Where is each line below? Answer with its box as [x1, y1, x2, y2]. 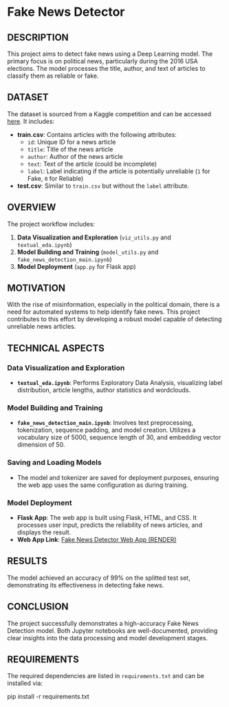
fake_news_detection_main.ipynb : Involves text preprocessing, [17, 419, 194, 427]
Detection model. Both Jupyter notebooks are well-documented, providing [7, 627, 218, 635]
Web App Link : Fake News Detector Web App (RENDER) [17, 536, 177, 544]
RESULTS [7, 555, 48, 567]
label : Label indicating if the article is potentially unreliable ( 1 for [27, 166, 211, 175]
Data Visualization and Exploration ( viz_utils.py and [17, 233, 172, 241]
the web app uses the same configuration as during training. [17, 481, 188, 489]
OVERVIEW [7, 202, 56, 213]
